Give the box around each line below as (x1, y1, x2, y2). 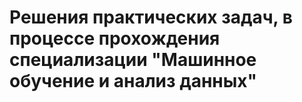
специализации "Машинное (9, 49, 257, 71)
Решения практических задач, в (9, 6, 293, 29)
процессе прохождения (9, 27, 221, 50)
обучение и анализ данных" (9, 70, 258, 93)
